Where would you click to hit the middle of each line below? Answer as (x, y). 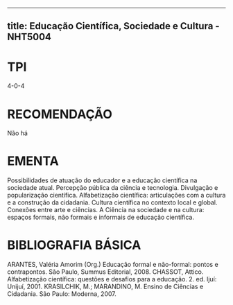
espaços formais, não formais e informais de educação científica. (101, 217)
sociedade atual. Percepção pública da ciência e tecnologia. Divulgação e (113, 188)
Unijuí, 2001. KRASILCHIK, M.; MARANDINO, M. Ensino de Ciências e (105, 287)
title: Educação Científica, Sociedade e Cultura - (113, 26)
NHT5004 (29, 37)
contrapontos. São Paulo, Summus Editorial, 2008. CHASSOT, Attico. (105, 272)
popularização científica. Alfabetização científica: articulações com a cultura (116, 195)
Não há (17, 133)
